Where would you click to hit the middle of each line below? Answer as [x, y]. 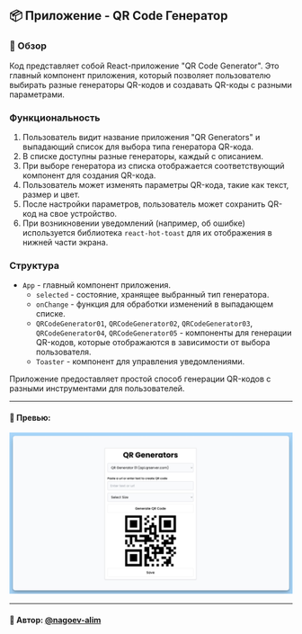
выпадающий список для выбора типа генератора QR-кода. [138, 147]
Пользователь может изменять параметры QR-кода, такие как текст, [155, 184]
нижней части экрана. [65, 242]
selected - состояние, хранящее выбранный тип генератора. [152, 295]
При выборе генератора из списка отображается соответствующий [153, 165]
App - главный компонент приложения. [96, 285]
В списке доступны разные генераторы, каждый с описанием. [142, 156]
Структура [35, 265]
